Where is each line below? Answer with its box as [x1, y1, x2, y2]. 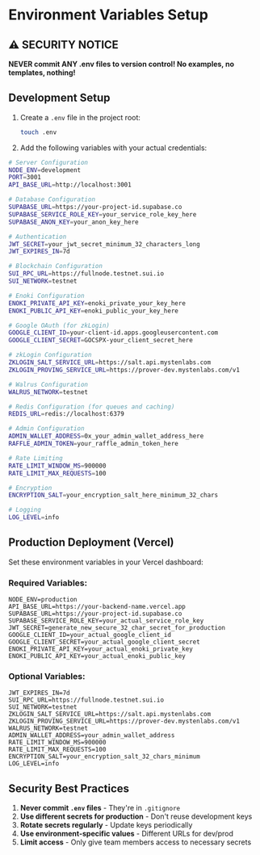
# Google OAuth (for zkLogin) [8, 321, 111, 329]
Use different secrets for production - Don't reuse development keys [19, 811, 253, 821]
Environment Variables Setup [8, 6, 208, 24]
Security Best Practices [8, 782, 130, 795]
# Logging [8, 506, 42, 514]
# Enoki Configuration [8, 291, 85, 300]
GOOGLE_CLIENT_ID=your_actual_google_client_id [8, 631, 172, 639]
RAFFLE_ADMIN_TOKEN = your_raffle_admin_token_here [8, 440, 179, 448]
